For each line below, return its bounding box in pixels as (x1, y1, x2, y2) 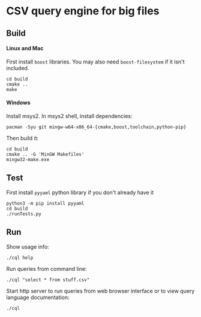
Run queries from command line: (6, 265, 87, 272)
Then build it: (6, 134, 39, 141)
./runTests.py (6, 211, 42, 217)
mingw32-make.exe (6, 156, 50, 162)
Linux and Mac (6, 45, 44, 52)
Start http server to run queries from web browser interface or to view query (6, 287, 195, 294)
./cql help (6, 255, 34, 261)
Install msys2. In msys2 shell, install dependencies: (6, 112, 133, 119)
